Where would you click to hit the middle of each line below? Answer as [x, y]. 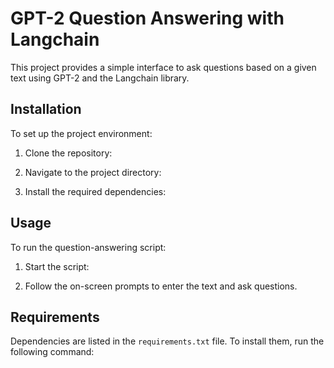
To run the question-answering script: [88, 247]
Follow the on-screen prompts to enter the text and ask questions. [161, 286]
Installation [46, 109]
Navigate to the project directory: [93, 172]
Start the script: [57, 266]
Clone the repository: [68, 153]
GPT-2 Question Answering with [147, 18]
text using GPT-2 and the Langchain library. [100, 78]
